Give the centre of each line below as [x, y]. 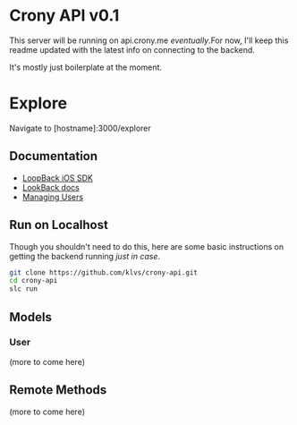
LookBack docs [51, 187]
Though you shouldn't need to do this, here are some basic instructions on [147, 246]
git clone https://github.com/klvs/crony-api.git [104, 272]
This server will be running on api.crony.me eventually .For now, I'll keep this [149, 40]
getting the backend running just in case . [85, 256]
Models [30, 317]
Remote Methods [58, 390]
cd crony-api [34, 281]
